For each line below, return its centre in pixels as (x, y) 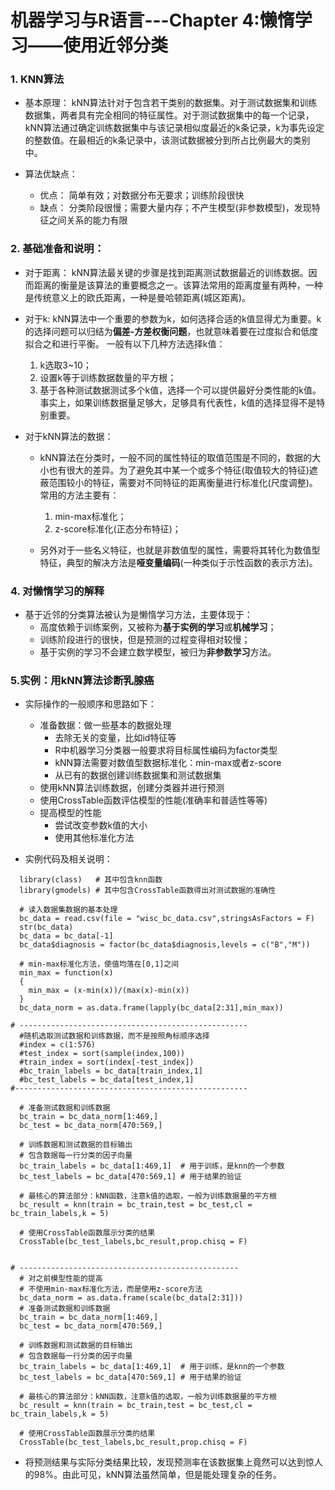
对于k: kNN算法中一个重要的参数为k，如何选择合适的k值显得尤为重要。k (173, 318)
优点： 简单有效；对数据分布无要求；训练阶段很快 (142, 195)
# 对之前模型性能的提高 (61, 1279)
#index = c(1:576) (58, 1045)
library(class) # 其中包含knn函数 (91, 880)
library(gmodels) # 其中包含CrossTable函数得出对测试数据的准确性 (148, 891)
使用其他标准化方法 (94, 838)
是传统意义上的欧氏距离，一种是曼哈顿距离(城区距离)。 (138, 297)
